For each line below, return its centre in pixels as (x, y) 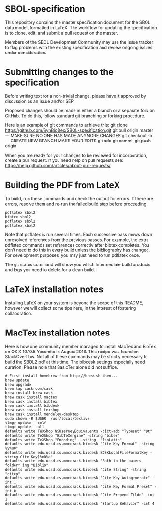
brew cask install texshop (32, 410)
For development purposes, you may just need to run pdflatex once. (73, 255)
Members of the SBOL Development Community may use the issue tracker (79, 42)
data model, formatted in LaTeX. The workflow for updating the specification (81, 27)
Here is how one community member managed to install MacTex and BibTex (81, 346)
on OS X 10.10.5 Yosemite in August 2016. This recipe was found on (72, 352)
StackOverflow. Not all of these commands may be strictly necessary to (76, 356)
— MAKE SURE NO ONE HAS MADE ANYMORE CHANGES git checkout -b (79, 135)
